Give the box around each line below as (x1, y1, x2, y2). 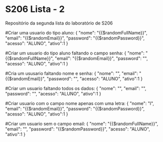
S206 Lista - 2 (5, 3, 65, 15)
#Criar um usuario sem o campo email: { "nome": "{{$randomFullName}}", (5, 120, 158, 126)
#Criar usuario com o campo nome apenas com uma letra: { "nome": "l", (5, 100, 154, 106)
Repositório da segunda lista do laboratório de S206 (5, 20, 113, 26)
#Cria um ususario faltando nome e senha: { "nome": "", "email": (5, 70, 138, 76)
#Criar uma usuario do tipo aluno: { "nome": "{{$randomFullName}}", (5, 29, 147, 35)
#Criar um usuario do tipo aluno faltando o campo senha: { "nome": (5, 50, 144, 56)
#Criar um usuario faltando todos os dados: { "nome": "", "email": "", (5, 85, 146, 91)
